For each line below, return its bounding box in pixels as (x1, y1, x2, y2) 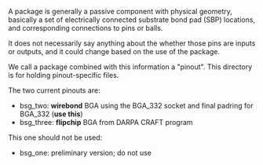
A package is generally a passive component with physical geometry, (8, 7, 233, 16)
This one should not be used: (8, 133, 103, 142)
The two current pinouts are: (8, 86, 100, 95)
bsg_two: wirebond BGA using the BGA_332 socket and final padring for (19, 101, 254, 110)
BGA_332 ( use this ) (19, 109, 84, 119)
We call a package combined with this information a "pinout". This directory (8, 62, 253, 71)
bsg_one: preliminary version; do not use (19, 148, 152, 157)
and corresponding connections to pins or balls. (8, 24, 163, 32)
